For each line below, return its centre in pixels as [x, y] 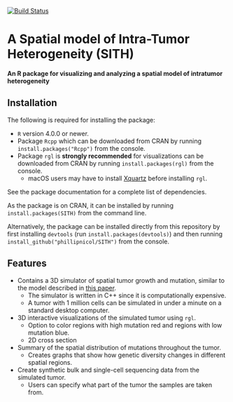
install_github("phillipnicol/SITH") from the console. [89, 241]
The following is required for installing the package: [81, 120]
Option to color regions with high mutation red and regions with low [125, 325]
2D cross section [52, 340]
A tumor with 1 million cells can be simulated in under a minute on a [125, 302]
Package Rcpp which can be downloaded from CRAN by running [109, 141]
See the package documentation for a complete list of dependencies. [107, 192]
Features [27, 263]
